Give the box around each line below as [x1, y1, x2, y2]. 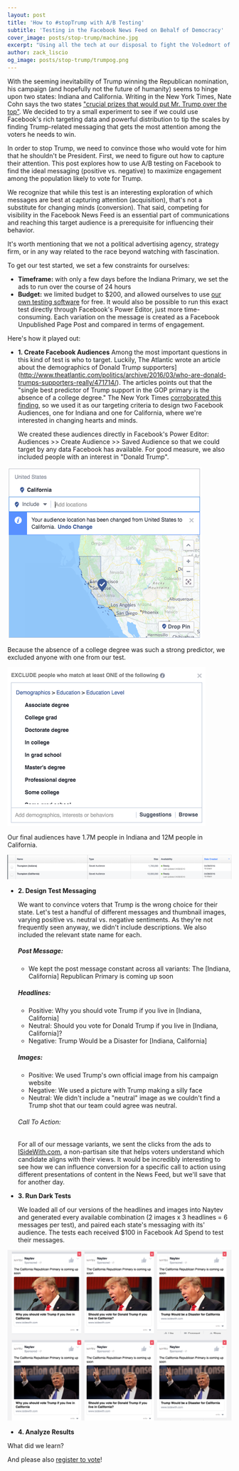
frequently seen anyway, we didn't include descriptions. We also [17, 923, 207, 931]
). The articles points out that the [116, 378, 213, 386]
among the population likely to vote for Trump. [7, 174, 143, 182]
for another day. [17, 1177, 65, 1186]
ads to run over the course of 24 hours [17, 282, 132, 291]
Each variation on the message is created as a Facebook [53, 312, 220, 321]
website [28, 1078, 52, 1087]
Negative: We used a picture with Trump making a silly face [28, 1086, 203, 1095]
